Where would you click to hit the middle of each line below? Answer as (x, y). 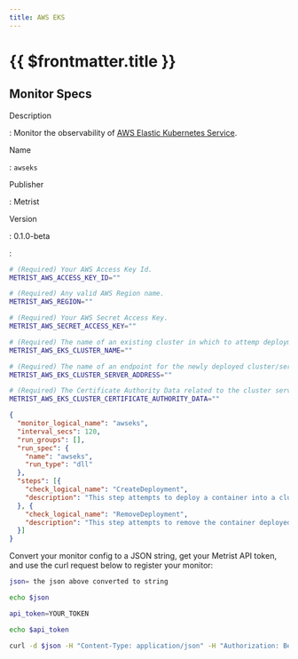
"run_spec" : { (43, 448)
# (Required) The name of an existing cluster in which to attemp (134, 342)
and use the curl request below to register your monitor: (111, 566)
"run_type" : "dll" (59, 464)
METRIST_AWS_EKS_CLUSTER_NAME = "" (71, 350)
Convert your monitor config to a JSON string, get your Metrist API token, (143, 556)
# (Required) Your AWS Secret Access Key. (89, 318)
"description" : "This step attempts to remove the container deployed (158, 522)
